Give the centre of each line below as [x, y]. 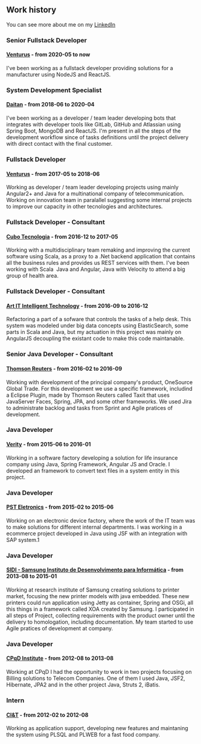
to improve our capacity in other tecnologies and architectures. [85, 207]
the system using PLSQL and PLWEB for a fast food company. [83, 735]
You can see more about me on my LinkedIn [61, 24]
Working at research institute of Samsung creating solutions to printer [93, 590]
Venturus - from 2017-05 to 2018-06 [53, 174]
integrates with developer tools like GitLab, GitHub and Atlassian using [94, 125]
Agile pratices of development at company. [60, 628]
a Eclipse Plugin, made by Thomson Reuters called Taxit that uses [88, 395]
